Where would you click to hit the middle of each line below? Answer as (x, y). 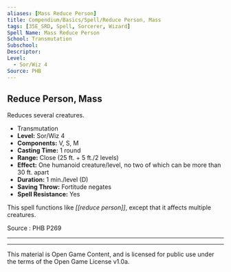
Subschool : (23, 45)
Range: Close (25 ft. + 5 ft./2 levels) (68, 158)
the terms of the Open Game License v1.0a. (68, 262)
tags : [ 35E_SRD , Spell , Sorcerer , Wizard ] (69, 26)
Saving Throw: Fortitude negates (64, 187)
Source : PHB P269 (34, 228)
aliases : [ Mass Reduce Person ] (52, 13)
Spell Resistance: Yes (48, 194)
